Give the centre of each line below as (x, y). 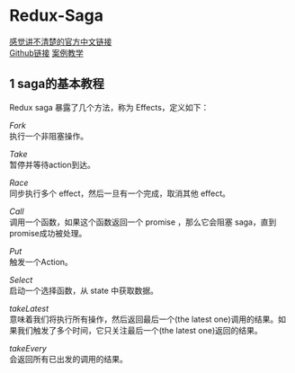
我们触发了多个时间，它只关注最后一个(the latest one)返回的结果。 (139, 330)
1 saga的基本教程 (57, 84)
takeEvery (28, 348)
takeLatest (29, 308)
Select (21, 280)
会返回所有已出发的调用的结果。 (68, 359)
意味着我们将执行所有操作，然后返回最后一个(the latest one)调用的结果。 (144, 319)
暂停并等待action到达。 (53, 164)
